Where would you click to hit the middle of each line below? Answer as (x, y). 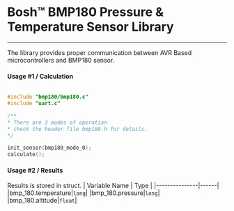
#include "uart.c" (34, 104)
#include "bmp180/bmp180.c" (48, 97)
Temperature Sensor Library (91, 27)
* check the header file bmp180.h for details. (78, 129)
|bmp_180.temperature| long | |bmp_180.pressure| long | (84, 193)
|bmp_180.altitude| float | (42, 201)
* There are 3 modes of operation (57, 123)
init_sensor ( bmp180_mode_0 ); (49, 148)
